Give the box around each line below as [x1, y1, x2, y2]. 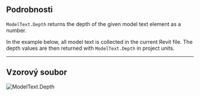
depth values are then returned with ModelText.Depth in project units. [6, 44, 175, 52]
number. [6, 27, 27, 34]
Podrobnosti [6, 5, 53, 15]
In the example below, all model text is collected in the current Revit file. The [6, 38, 193, 45]
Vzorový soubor [6, 68, 67, 78]
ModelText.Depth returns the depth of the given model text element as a [6, 20, 182, 27]
